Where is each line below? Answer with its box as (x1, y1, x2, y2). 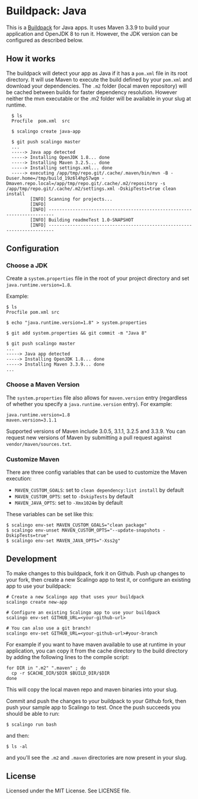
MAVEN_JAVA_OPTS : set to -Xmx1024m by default (14, 499, 123, 507)
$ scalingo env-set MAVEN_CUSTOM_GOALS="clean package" (6, 522, 147, 528)
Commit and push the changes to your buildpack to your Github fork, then (6, 697, 187, 704)
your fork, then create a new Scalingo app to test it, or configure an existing (6, 576, 191, 583)
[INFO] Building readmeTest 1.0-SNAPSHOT (30, 217, 134, 223)
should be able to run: (6, 710, 60, 717)
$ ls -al (6, 743, 28, 750)
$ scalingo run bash (6, 722, 58, 728)
